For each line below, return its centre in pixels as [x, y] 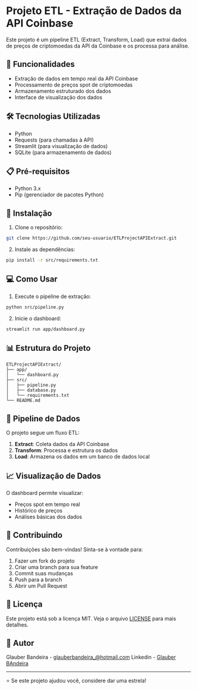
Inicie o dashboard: [38, 318]
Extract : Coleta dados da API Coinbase [62, 444]
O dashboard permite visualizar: [45, 493]
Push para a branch [38, 580]
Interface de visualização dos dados [58, 97]
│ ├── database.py [31, 390]
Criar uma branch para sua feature [56, 567]
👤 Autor [20, 643]
